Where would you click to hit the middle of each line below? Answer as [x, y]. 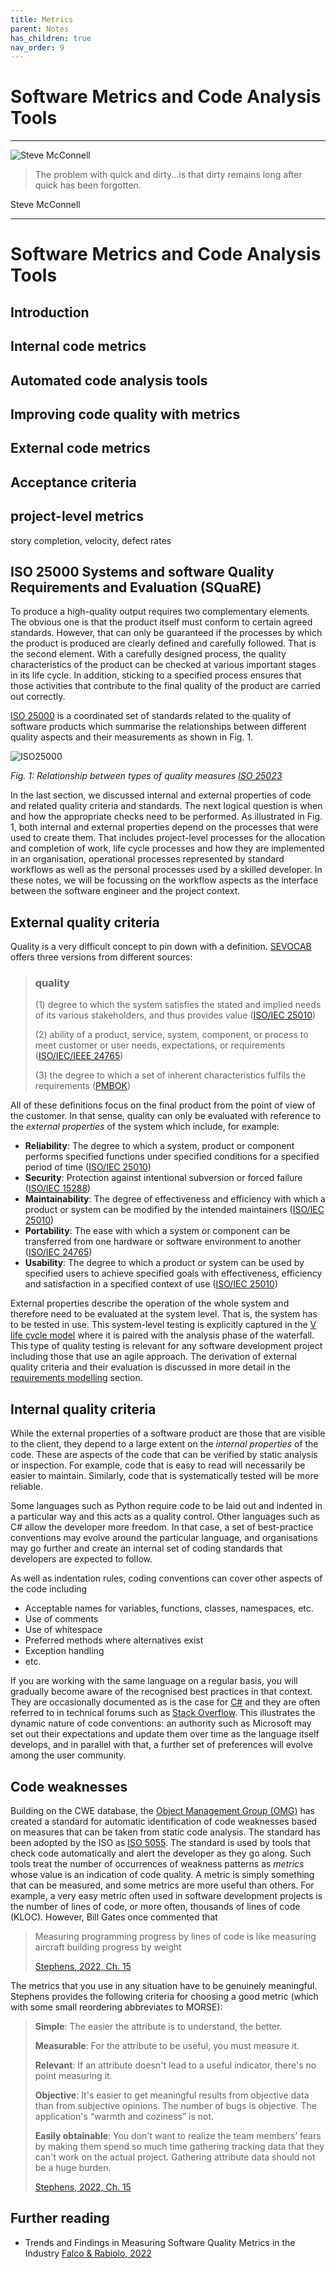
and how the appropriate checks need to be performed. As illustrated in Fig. [166, 817]
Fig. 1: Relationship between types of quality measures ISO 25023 [146, 776]
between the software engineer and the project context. [125, 891]
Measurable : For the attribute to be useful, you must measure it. [167, 2046]
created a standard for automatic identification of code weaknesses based [164, 1822]
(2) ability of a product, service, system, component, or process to [171, 1035]
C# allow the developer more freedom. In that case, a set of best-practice [162, 1527]
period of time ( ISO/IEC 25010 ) [88, 1167]
